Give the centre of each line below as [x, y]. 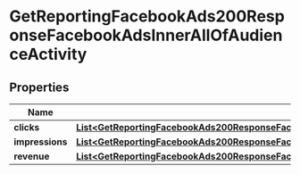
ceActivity [48, 54]
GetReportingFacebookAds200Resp [147, 17]
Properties [39, 87]
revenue [32, 156]
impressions [41, 142]
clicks [27, 127]
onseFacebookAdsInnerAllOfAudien [146, 35]
